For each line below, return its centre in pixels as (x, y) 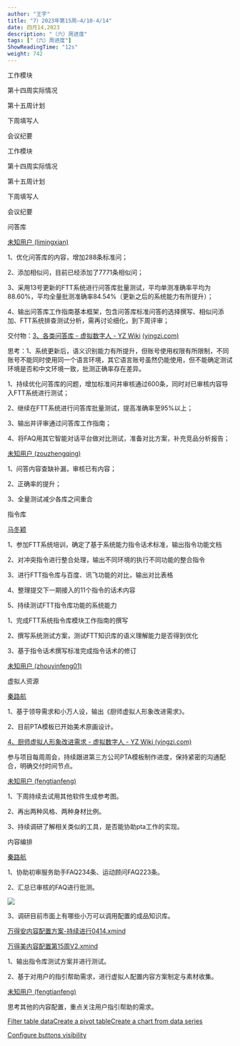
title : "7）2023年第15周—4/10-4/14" (60, 21)
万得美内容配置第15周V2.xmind (53, 946)
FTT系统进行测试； (41, 393)
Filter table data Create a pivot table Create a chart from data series (105, 1021)
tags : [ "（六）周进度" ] (39, 41)
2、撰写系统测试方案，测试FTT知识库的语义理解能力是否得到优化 (103, 635)
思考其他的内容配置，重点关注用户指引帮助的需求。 (82, 1007)
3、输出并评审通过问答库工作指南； (60, 423)
